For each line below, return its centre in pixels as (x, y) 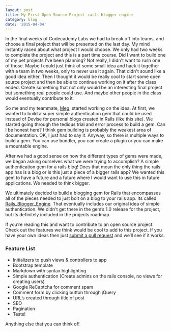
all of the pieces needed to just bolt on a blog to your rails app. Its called (81, 198)
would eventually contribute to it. (40, 98)
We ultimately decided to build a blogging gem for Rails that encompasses (83, 193)
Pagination (24, 309)
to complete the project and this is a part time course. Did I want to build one (85, 55)
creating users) (28, 282)
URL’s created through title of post (49, 298)
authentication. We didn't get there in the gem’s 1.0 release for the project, (83, 209)
